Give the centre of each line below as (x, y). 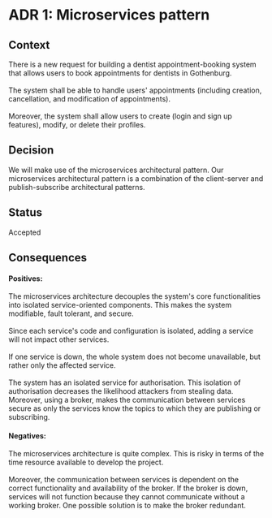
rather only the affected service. (62, 365)
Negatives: (27, 435)
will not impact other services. (59, 339)
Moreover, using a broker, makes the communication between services (127, 400)
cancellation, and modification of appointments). (89, 99)
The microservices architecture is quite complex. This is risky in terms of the (136, 454)
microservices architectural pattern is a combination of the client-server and (136, 178)
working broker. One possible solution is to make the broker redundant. (127, 506)
